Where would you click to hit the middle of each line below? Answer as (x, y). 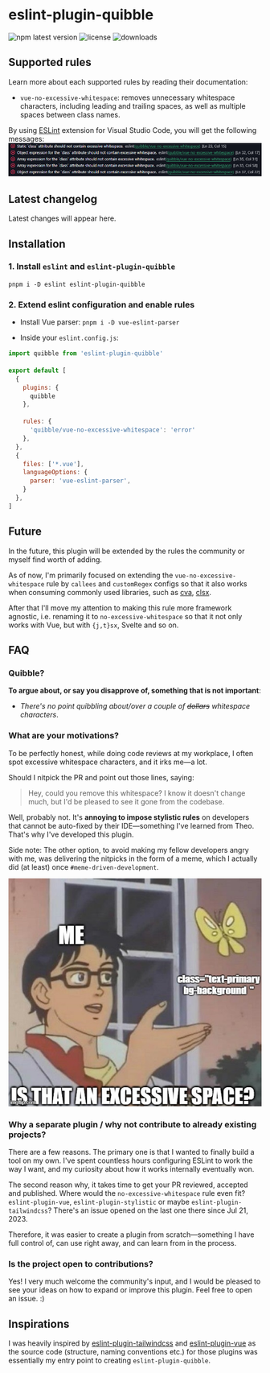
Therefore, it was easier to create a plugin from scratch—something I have (131, 1234)
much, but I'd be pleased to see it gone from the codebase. (126, 801)
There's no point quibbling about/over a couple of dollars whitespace (135, 706)
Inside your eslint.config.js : (69, 338)
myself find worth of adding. (55, 559)
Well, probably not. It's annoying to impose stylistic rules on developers (129, 817)
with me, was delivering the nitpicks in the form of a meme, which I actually (133, 858)
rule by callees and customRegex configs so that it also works (147, 583)
